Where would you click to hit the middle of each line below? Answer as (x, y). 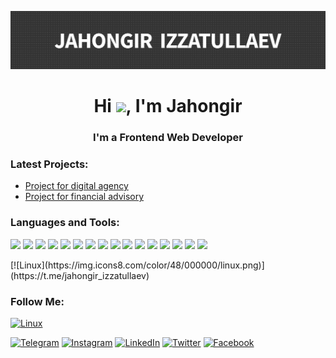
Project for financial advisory (84, 197)
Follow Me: (37, 301)
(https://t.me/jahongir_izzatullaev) (80, 275)
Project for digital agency (76, 186)
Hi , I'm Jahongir (168, 106)
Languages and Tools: (65, 223)
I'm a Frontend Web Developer (168, 138)
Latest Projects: (49, 164)
